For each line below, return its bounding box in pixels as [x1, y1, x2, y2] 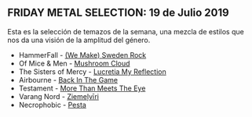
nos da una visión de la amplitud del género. [7, 35, 151, 44]
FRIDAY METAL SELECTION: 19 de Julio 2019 [7, 6, 229, 19]
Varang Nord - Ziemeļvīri [18, 91, 100, 101]
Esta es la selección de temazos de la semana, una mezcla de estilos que [7, 27, 244, 36]
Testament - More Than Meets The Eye [18, 83, 146, 93]
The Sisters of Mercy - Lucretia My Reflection [18, 66, 166, 76]
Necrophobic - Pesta [18, 100, 87, 109]
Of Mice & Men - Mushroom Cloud [18, 58, 130, 68]
